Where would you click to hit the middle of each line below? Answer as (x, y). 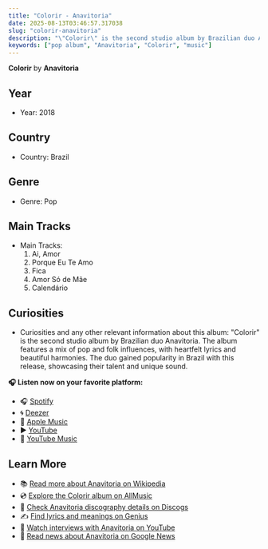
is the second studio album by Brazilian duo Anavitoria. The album (128, 341)
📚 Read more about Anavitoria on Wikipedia (93, 483)
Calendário (50, 288)
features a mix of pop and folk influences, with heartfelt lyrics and (128, 349)
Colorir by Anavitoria (44, 68)
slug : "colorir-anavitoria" (55, 30)
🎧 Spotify (37, 401)
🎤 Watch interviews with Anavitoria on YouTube (97, 527)
